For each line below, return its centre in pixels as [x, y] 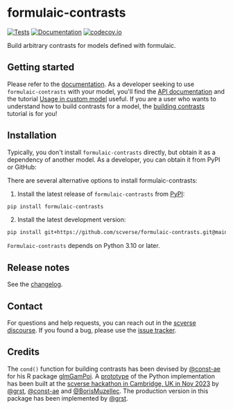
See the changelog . [35, 284]
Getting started [41, 67]
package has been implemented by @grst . [68, 398]
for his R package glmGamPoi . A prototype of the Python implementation [111, 376]
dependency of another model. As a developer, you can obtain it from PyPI [114, 159]
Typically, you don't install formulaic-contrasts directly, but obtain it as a [112, 152]
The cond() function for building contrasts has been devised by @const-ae [114, 369]
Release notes [38, 268]
